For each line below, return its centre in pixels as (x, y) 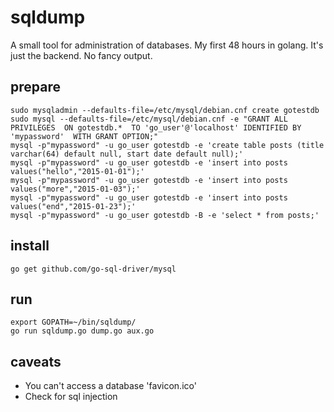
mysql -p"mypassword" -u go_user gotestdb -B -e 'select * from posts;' (165, 215)
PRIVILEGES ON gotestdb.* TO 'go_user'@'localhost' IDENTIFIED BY (156, 127)
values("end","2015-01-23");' (73, 206)
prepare (35, 87)
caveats (36, 361)
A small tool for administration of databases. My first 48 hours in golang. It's (167, 45)
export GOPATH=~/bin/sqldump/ (73, 322)
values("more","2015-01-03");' (75, 189)
